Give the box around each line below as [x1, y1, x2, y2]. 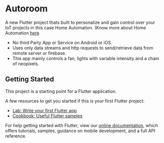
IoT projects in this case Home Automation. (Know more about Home [5, 24, 146, 30]
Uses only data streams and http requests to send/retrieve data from [12, 45, 154, 51]
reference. [5, 133, 26, 139]
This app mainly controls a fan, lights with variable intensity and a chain [12, 55, 160, 61]
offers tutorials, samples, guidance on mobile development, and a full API [5, 128, 156, 134]
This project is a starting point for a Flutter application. [5, 88, 117, 94]
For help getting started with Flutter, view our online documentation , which [5, 122, 159, 128]
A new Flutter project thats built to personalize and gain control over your [5, 19, 156, 25]
